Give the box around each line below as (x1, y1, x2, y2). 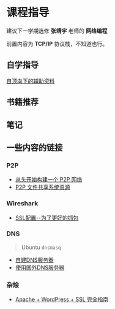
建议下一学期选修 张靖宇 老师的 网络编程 (6, 27, 108, 34)
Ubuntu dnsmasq (21, 243, 61, 251)
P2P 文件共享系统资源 (15, 183, 70, 191)
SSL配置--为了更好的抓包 (15, 214, 79, 221)
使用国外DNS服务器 (15, 264, 65, 271)
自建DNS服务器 (15, 256, 54, 264)
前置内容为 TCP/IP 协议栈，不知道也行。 (6, 40, 108, 47)
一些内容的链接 (6, 142, 63, 153)
